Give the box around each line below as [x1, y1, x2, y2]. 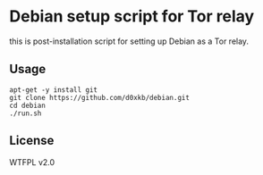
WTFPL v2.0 [9, 156, 55, 167]
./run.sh [9, 109, 42, 118]
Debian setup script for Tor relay [9, 6, 255, 27]
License [9, 133, 55, 148]
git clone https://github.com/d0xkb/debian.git [9, 93, 191, 102]
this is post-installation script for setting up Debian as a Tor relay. [9, 36, 249, 46]
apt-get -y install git [9, 85, 98, 95]
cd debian [9, 101, 47, 110]
